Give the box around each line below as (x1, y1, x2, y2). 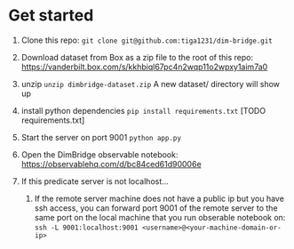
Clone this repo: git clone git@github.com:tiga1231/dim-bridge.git (20, 35, 273, 45)
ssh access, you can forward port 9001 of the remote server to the (34, 202, 278, 213)
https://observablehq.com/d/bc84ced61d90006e (20, 158, 202, 169)
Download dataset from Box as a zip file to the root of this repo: (20, 52, 254, 62)
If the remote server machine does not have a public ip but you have (34, 193, 285, 204)
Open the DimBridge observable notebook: (20, 149, 179, 160)
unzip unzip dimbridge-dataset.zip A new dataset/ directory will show (20, 78, 281, 89)
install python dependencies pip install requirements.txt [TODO (20, 105, 266, 116)
